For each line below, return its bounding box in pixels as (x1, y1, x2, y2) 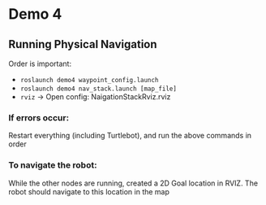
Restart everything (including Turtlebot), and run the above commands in (8, 131, 252, 141)
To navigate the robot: (8, 159, 97, 171)
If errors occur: (8, 111, 70, 123)
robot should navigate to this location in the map (8, 186, 170, 196)
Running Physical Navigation (8, 37, 157, 51)
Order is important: (8, 59, 71, 68)
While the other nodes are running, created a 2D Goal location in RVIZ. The (8, 178, 258, 188)
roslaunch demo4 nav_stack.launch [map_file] (19, 85, 177, 93)
